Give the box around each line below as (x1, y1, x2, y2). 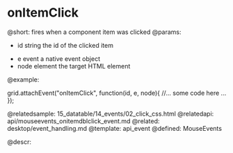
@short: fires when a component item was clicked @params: (7, 28, 182, 36)
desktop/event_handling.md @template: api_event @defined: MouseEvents (7, 124, 223, 132)
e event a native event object (17, 54, 101, 63)
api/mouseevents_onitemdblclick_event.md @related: (7, 116, 160, 125)
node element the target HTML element (17, 62, 131, 70)
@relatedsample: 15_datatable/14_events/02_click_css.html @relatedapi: (7, 109, 214, 118)
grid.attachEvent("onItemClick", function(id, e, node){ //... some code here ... (7, 89, 227, 97)
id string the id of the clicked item (17, 41, 113, 49)
